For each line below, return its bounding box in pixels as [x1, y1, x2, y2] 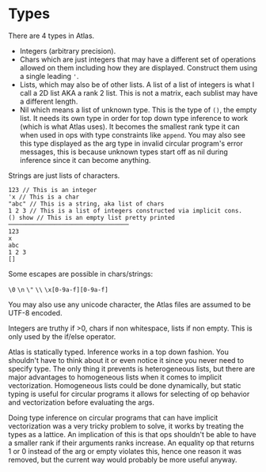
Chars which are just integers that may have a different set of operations [19, 55, 256, 64]
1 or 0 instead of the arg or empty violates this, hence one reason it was [8, 446, 242, 455]
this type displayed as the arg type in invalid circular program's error [19, 138, 244, 148]
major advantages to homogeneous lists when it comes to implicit [8, 372, 222, 382]
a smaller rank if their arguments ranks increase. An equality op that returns [8, 438, 255, 447]
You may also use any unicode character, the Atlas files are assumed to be [8, 300, 251, 309]
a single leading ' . [19, 71, 79, 81]
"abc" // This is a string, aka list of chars [8, 199, 165, 208]
